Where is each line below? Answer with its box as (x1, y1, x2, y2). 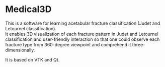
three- (132, 41, 145, 47)
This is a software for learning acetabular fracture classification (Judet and (5, 20, 160, 26)
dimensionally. (5, 47, 35, 53)
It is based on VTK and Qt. (5, 56, 60, 62)
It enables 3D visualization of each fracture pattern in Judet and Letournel (5, 31, 158, 37)
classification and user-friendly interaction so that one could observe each (5, 36, 160, 42)
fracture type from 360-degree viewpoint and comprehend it (5, 41, 131, 47)
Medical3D (5, 4, 52, 15)
